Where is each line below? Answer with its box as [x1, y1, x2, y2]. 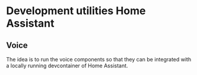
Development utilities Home [6, 4, 146, 18]
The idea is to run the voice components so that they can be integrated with [6, 56, 192, 63]
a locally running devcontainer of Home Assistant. [6, 62, 129, 69]
